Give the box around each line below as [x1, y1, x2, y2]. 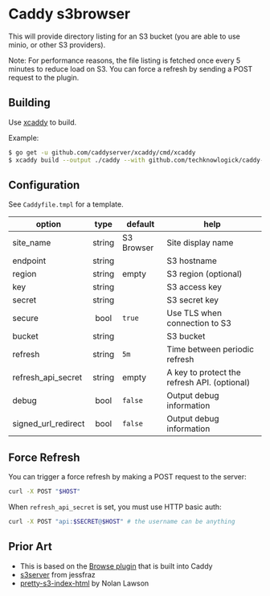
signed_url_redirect [12, 418, 85, 430]
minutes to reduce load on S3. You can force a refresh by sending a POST [8, 64, 253, 73]
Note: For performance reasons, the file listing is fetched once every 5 [8, 55, 241, 65]
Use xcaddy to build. [8, 117, 77, 127]
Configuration [8, 178, 80, 191]
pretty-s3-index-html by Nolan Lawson [19, 578, 149, 588]
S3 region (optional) [166, 269, 243, 280]
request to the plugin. [8, 72, 80, 82]
